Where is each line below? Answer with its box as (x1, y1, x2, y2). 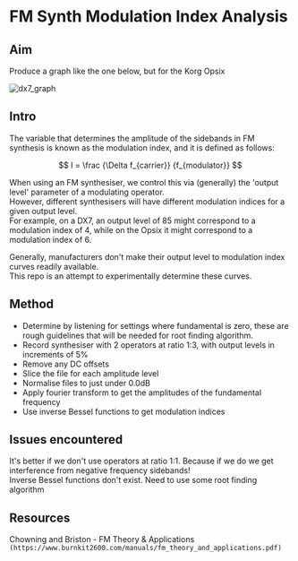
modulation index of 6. (9, 234, 92, 245)
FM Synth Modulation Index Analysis (9, 6, 288, 27)
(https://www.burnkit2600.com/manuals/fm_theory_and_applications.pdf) (9, 544, 282, 553)
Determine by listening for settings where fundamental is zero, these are (21, 320, 289, 331)
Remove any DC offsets (21, 358, 110, 369)
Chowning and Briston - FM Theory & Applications (9, 534, 195, 545)
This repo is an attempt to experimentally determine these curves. (9, 271, 252, 281)
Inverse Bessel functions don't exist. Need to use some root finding (9, 475, 258, 486)
